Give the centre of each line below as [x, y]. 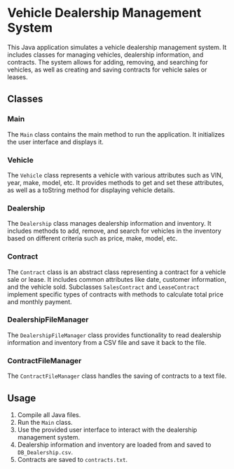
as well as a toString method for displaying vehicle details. [91, 190]
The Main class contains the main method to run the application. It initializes [116, 134]
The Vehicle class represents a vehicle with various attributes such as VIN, [115, 175]
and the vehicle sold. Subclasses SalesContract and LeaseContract [103, 287]
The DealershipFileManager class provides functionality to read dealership [115, 335]
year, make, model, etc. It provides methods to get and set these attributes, [116, 182]
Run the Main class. [45, 422]
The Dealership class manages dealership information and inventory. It [109, 224]
